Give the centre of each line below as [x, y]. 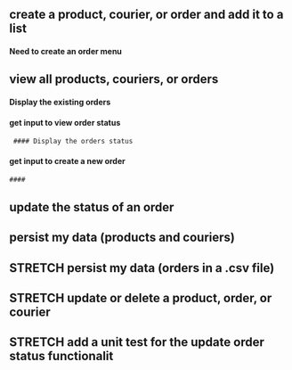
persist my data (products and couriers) [122, 238]
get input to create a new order [68, 160]
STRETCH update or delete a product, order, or [141, 298]
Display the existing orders [60, 102]
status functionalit [61, 356]
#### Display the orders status [73, 142]
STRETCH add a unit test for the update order [137, 342]
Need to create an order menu [66, 51]
